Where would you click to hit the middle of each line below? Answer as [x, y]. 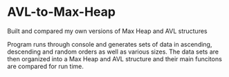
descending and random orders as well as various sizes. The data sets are [113, 52]
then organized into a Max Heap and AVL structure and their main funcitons [115, 58]
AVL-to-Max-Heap [62, 12]
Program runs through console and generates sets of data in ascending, [110, 44]
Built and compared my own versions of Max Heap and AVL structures [107, 31]
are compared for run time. [46, 66]
